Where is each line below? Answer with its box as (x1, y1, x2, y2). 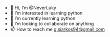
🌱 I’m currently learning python (10, 15, 76, 21)
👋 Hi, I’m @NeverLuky (10, 5, 56, 10)
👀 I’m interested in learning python (10, 10, 83, 16)
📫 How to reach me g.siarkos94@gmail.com (10, 26, 105, 32)
